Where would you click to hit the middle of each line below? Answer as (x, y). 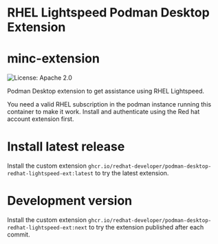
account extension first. (41, 119)
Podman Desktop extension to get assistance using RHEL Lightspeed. (106, 91)
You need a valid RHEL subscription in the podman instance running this (109, 104)
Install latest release (66, 147)
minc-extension (53, 59)
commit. (19, 234)
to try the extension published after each (146, 227)
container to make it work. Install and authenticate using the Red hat (103, 112)
